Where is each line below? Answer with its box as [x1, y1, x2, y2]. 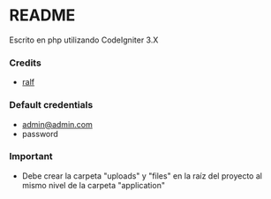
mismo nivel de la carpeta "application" [21, 180, 166, 190]
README [9, 5, 76, 26]
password [21, 128, 59, 139]
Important [9, 150, 53, 163]
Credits [9, 57, 41, 69]
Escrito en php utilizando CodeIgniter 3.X [9, 34, 159, 45]
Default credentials [9, 99, 94, 111]
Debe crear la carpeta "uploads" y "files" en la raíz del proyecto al [21, 170, 263, 181]
